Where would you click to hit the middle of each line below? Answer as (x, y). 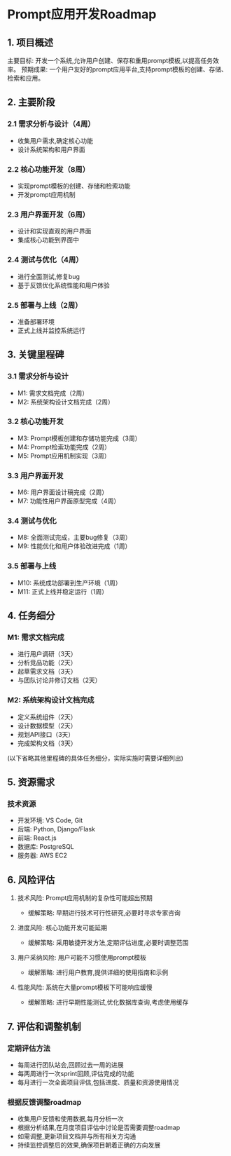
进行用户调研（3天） (47, 654)
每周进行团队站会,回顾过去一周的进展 (70, 1065)
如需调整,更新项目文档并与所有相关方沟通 (77, 1136)
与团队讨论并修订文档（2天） (59, 680)
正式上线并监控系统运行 (51, 330)
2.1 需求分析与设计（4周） (51, 124)
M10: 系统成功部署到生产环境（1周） (69, 583)
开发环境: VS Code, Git (50, 820)
